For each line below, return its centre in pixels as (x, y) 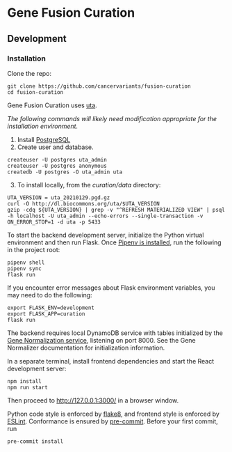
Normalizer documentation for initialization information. (86, 348)
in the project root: (34, 249)
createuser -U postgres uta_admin (57, 159)
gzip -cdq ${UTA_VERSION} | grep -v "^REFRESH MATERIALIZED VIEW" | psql (116, 210)
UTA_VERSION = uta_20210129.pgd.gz (59, 197)
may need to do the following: (50, 295)
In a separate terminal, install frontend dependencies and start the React (111, 361)
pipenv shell (26, 263)
